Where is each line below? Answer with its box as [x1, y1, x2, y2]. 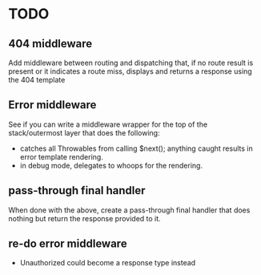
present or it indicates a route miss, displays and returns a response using [8, 67, 252, 76]
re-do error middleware [8, 237, 127, 251]
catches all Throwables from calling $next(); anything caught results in [19, 144, 254, 153]
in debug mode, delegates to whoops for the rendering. [19, 160, 203, 170]
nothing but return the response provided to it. [8, 213, 162, 223]
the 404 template [8, 75, 66, 84]
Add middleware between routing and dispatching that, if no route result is [8, 58, 254, 67]
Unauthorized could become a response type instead [19, 258, 196, 268]
